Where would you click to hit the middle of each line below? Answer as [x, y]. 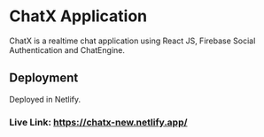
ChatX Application [78, 16]
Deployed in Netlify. [45, 99]
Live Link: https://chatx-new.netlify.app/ [98, 122]
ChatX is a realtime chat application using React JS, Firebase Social [132, 41]
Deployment [44, 78]
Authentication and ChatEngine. [67, 49]
